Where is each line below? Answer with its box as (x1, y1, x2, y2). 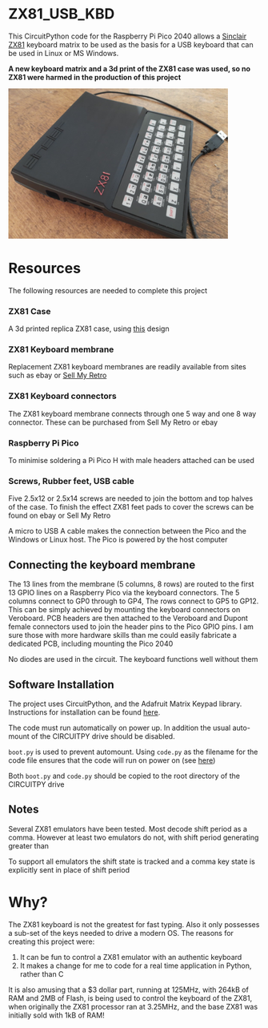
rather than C (19, 969, 64, 978)
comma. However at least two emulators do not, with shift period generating (8, 832, 259, 842)
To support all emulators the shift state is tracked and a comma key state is (8, 857, 256, 866)
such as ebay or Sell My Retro (8, 370, 107, 381)
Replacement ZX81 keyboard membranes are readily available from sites (8, 362, 246, 372)
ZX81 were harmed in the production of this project (8, 72, 182, 82)
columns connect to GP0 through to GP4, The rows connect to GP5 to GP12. (8, 596, 259, 606)
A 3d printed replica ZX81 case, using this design (8, 324, 170, 333)
